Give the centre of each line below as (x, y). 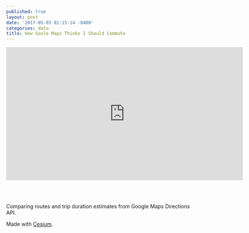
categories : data (28, 28)
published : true (26, 12)
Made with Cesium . (30, 224)
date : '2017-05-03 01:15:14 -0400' (50, 22)
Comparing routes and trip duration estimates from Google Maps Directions (98, 206)
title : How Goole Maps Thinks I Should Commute (66, 34)
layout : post (22, 17)
